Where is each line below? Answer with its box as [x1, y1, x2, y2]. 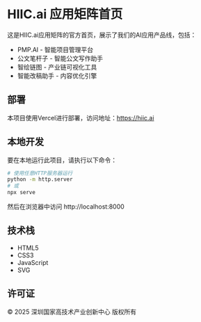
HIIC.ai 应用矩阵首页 [7, 6, 123, 22]
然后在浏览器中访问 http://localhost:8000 [7, 202, 125, 211]
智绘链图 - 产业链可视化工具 [17, 63, 97, 71]
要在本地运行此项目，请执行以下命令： [7, 156, 117, 164]
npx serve [7, 189, 36, 196]
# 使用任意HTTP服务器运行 [7, 170, 73, 177]
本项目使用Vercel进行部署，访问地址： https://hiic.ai [7, 113, 154, 122]
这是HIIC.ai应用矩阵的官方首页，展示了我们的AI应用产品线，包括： [7, 31, 197, 39]
